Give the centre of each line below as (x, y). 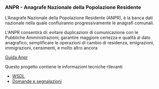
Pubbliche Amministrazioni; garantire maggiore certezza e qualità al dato (78, 37)
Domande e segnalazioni (37, 81)
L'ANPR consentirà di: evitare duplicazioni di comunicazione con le (72, 33)
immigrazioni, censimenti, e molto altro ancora (52, 48)
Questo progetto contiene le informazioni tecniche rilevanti (64, 67)
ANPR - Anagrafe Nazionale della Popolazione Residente (73, 7)
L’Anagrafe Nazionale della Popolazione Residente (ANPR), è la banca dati (79, 18)
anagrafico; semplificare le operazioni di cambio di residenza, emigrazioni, (80, 43)
